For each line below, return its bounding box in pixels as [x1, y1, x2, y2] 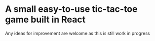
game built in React [5, 14, 85, 25]
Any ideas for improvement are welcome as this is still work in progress [5, 30, 150, 36]
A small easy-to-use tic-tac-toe [5, 3, 138, 15]
